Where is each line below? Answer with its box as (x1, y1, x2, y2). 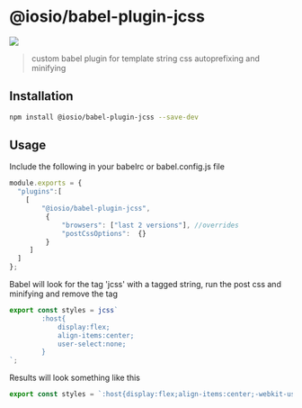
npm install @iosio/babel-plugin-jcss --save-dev (9, 113, 200, 122)
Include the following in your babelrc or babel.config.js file (9, 161, 225, 172)
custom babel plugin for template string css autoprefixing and (31, 52, 261, 64)
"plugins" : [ (17, 187, 63, 196)
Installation (9, 88, 74, 104)
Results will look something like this (9, 372, 141, 384)
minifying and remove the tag (9, 288, 119, 299)
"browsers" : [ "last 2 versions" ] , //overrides (61, 221, 240, 230)
